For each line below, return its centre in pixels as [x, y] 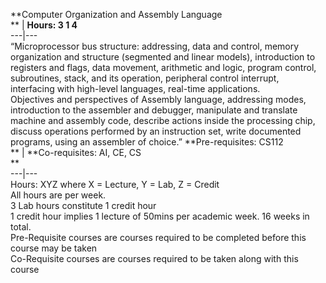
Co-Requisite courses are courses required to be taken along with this [154, 258]
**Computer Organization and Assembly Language [116, 14]
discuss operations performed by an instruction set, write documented [156, 131]
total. [21, 227]
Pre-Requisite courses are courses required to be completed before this [158, 237]
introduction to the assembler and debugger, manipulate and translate [154, 110]
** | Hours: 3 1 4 [44, 25]
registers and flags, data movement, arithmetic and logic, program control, [163, 67]
